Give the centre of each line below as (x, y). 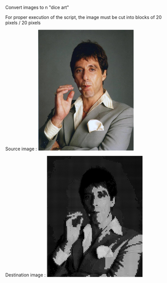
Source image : (21, 149)
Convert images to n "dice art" (37, 7)
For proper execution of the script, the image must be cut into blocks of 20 (83, 17)
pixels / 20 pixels (23, 23)
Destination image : (25, 275)
